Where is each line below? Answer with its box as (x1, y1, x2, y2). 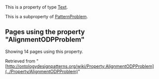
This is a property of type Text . (5, 4, 68, 10)
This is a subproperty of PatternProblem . (5, 14, 88, 19)
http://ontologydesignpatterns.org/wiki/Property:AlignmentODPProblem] (6, 63, 154, 69)
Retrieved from (5, 58, 36, 64)
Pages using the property (5, 28, 85, 36)
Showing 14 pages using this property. (5, 49, 83, 54)
